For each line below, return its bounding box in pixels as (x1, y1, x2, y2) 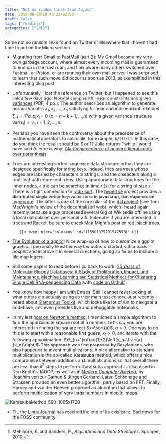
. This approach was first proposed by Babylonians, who (38, 342, 153, 347)
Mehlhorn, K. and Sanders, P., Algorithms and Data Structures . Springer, (12, 429, 160, 435)
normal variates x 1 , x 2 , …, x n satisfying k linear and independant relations (12, 106, 160, 113)
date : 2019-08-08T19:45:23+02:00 (5, 12, 74, 17)
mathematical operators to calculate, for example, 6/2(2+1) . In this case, (12, 136, 160, 142)
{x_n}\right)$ (12, 342, 39, 347)
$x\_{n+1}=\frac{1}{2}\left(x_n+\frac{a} (63, 336, 142, 342)
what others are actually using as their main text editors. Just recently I (12, 294, 157, 300)
